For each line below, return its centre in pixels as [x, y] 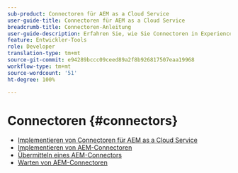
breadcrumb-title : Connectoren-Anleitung [69, 27]
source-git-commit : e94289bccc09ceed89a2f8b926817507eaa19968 [101, 60]
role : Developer [31, 47]
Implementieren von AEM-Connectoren [75, 148]
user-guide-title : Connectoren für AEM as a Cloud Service [96, 20]
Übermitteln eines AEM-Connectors [70, 155]
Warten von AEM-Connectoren [63, 162]
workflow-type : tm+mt [39, 66]
